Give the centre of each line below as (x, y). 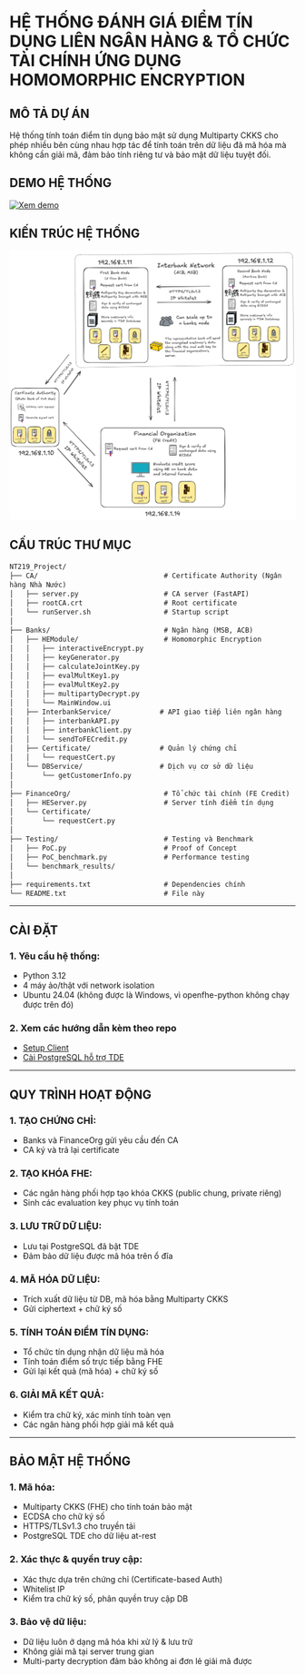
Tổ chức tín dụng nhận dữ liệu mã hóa (93, 1352)
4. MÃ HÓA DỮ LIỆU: (55, 1279)
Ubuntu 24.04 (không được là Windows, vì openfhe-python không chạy (156, 995)
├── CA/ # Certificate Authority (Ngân (146, 576)
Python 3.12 (44, 976)
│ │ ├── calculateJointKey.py (75, 667)
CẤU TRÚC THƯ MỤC (70, 544)
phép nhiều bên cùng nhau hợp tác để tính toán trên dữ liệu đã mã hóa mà (148, 145)
